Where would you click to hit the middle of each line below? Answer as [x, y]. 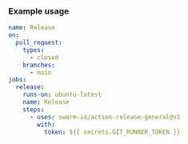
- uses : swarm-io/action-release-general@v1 [105, 117]
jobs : [17, 80]
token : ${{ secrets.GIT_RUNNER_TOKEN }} [112, 132]
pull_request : [39, 43]
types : [34, 50]
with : [46, 124]
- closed [44, 58]
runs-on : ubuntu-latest [62, 95]
